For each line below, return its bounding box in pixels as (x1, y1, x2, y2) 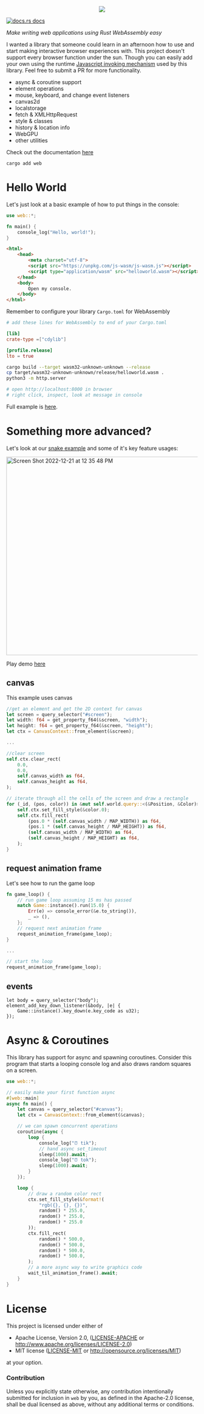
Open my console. (28, 285, 72, 292)
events (6, 981, 33, 992)
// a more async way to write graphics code (28, 1265, 143, 1271)
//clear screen (6, 750, 45, 756)
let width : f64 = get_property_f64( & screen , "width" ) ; (6, 717, 148, 723)
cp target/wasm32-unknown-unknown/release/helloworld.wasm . (6, 369, 165, 376)
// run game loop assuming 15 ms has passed (17, 897, 132, 903)
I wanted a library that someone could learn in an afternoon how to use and (6, 41, 194, 48)
